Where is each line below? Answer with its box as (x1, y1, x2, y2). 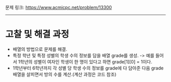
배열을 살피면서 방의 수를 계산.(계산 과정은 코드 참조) (12, 71, 117, 77)
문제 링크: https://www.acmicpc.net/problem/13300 (5, 5, 112, 10)
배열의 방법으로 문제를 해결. (12, 46, 68, 52)
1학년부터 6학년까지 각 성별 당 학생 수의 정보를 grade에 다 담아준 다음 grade (12, 65, 164, 71)
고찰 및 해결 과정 (5, 29, 70, 40)
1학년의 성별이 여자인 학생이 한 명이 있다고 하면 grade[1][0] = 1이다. (18, 58, 153, 64)
